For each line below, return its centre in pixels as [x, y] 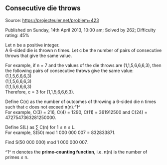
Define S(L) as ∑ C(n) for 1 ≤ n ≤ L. [40, 127]
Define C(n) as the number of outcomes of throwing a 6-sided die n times [81, 101]
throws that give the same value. [39, 55]
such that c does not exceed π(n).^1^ [43, 106]
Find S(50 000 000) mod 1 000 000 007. [47, 142]
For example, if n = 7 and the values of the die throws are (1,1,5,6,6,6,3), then [83, 65]
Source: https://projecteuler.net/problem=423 [52, 20]
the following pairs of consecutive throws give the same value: [69, 70]
